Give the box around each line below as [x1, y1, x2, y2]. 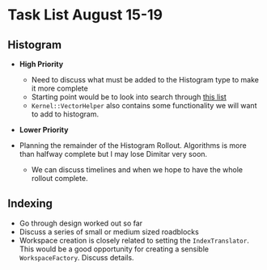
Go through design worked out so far [19, 218, 143, 228]
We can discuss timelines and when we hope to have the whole [31, 165, 244, 175]
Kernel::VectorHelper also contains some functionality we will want [31, 101, 257, 110]
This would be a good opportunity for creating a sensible [19, 244, 210, 254]
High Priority [19, 59, 64, 69]
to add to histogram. [31, 109, 99, 119]
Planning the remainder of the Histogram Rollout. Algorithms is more [19, 141, 248, 150]
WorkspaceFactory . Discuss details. [19, 252, 134, 262]
